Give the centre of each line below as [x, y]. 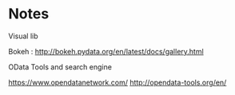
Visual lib [23, 36]
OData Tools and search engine [60, 67]
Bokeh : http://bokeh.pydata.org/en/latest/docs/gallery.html [106, 51]
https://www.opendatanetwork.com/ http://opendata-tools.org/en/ [117, 82]
